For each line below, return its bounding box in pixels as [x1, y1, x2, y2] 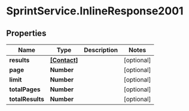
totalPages [9, 85, 41, 94]
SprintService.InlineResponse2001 [6, 4, 184, 18]
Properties [6, 28, 47, 38]
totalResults [9, 95, 45, 103]
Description [83, 46, 118, 54]
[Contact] [50, 56, 78, 64]
